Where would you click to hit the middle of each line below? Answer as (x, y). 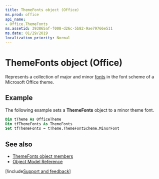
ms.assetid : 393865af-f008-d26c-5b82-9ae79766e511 (59, 29)
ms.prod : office (22, 15)
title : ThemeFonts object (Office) (42, 10)
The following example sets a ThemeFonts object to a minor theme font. (79, 110)
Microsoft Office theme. (29, 82)
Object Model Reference (37, 162)
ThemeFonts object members (43, 156)
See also (19, 144)
